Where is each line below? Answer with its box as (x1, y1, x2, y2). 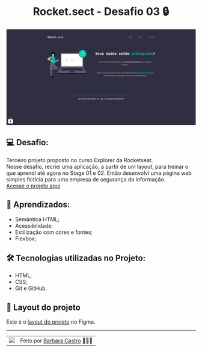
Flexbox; (14, 234, 37, 242)
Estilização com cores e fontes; (14, 228, 93, 236)
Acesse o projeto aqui (6, 182, 61, 189)
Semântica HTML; (14, 215, 60, 223)
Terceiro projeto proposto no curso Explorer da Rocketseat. (6, 156, 153, 163)
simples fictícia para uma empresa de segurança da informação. (6, 175, 166, 183)
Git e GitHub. (14, 284, 47, 292)
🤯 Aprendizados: (6, 200, 70, 210)
